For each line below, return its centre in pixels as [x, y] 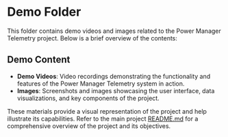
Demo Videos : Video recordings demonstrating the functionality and [114, 76]
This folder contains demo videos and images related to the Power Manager [114, 31]
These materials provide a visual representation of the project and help [107, 111]
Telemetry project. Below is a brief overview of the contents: [92, 38]
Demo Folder [44, 12]
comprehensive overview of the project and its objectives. [89, 126]
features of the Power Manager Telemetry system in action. [101, 84]
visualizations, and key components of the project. [88, 98]
